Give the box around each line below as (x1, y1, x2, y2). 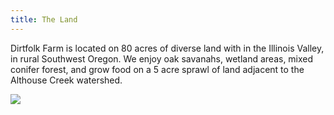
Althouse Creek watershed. (10, 74, 123, 86)
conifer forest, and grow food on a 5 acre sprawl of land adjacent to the (10, 63, 305, 75)
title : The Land (10, 14, 78, 25)
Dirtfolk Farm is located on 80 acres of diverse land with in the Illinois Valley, (10, 42, 325, 54)
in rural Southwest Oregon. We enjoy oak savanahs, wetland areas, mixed (10, 52, 314, 65)
